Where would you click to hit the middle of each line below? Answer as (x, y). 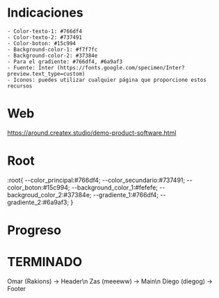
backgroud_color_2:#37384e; (49, 194)
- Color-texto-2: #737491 (44, 37)
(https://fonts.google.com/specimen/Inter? (121, 67)
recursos (20, 86)
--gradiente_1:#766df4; (125, 194)
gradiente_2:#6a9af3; (38, 202)
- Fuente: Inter (31, 67)
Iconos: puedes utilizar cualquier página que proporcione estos (110, 80)
